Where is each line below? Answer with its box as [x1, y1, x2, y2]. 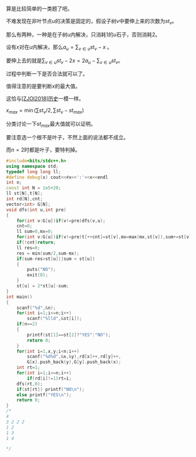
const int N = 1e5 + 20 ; [6, 185, 61, 191]
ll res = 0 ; [16, 245, 41, 250]
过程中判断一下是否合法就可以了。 [6, 70, 88, 77]
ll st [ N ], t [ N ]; [6, 191, 43, 197]
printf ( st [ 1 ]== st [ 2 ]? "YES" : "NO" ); [27, 332, 111, 338]
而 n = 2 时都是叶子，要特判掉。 [6, 146, 80, 153]
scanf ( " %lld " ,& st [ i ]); [27, 315, 82, 322]
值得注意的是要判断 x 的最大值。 [6, 83, 80, 90]
